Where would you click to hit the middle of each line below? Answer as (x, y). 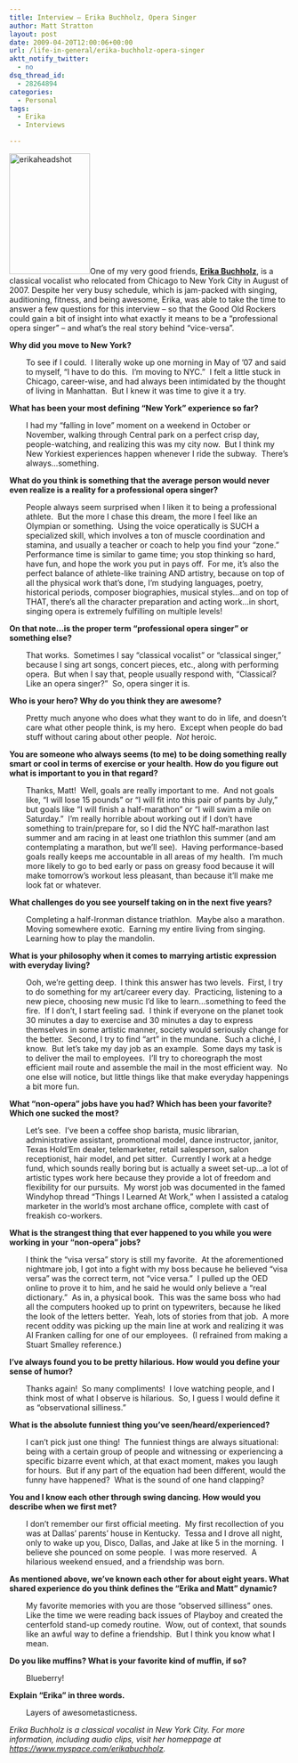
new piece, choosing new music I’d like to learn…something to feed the (156, 1001)
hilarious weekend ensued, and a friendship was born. (125, 1562)
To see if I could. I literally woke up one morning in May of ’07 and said (156, 362)
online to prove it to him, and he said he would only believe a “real (146, 1288)
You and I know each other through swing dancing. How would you (135, 1497)
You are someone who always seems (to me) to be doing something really (148, 754)
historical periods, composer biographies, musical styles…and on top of (157, 592)
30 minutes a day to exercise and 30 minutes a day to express (140, 1020)
